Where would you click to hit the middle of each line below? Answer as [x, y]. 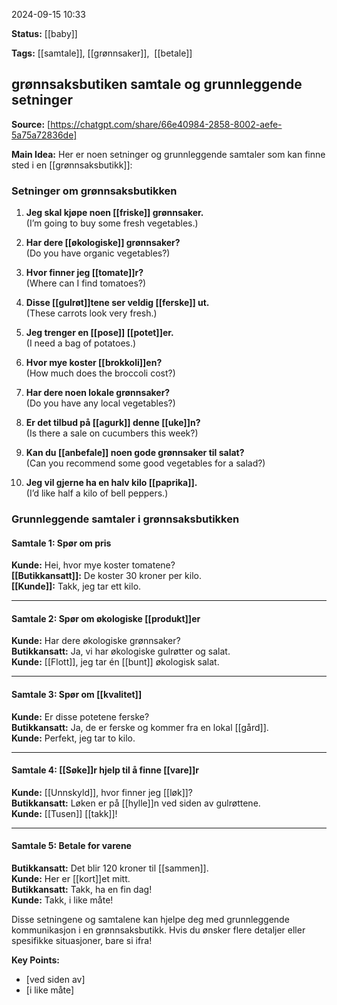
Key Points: [35, 960]
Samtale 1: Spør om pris [61, 543]
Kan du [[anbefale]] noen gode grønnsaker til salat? [135, 453]
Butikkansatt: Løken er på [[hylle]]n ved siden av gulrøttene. [136, 803]
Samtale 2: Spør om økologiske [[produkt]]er [106, 618]
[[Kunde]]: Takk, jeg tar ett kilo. [76, 586]
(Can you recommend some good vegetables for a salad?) [145, 463]
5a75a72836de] [44, 135]
